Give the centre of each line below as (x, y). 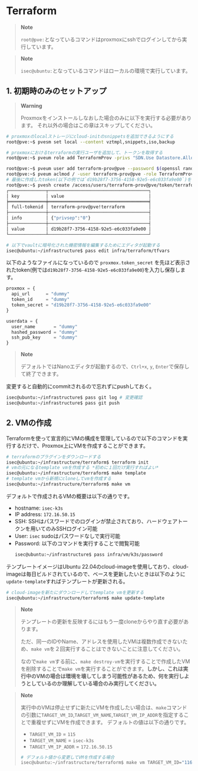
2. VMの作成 (29, 423)
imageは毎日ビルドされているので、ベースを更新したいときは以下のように (96, 574)
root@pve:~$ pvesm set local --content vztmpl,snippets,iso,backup (91, 142)
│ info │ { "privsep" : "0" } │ (79, 218)
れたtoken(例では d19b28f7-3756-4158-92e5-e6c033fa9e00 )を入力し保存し (93, 270)
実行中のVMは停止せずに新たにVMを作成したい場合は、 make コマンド (104, 707)
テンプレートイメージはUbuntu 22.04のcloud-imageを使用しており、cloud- (98, 566)
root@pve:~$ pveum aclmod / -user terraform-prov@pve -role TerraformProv (100, 174)
